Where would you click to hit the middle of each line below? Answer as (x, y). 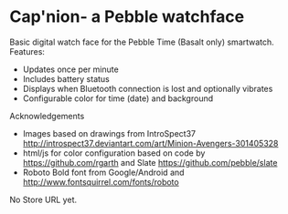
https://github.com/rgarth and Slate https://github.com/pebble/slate (150, 162)
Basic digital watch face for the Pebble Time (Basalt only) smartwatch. (142, 42)
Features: (27, 51)
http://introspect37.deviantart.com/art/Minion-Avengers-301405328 (150, 143)
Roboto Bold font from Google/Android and (103, 172)
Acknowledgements (47, 116)
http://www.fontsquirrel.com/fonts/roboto (101, 182)
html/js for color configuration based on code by (114, 153)
